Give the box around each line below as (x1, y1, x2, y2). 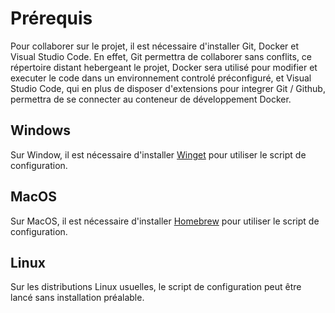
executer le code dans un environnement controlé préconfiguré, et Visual (10, 72, 312, 84)
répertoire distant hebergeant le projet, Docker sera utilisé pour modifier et (10, 61, 318, 73)
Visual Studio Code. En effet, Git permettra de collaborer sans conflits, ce (10, 50, 313, 62)
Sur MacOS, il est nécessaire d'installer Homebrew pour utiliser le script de (10, 215, 320, 227)
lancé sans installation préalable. (10, 292, 145, 304)
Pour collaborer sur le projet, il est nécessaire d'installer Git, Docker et (10, 40, 300, 52)
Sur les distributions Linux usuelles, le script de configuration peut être (10, 281, 302, 293)
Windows (10, 122, 71, 139)
